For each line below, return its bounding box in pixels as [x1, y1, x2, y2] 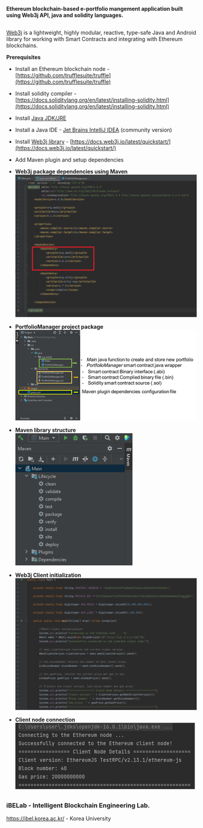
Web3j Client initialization [14, 571, 82, 578]
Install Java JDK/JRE [14, 114, 66, 122]
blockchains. [6, 42, 38, 49]
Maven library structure [14, 426, 77, 434]
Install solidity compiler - [14, 90, 77, 98]
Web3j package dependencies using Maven [14, 168, 128, 175]
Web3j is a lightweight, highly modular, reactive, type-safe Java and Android [6, 29, 196, 36]
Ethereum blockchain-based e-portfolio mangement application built [6, 5, 183, 12]
